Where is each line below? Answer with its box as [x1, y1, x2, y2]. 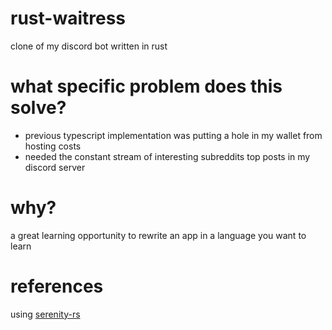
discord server [24, 161, 86, 173]
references [10, 275, 104, 297]
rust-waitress [10, 7, 126, 30]
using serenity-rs [10, 308, 81, 320]
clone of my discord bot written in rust [10, 40, 168, 52]
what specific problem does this [10, 75, 283, 98]
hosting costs [24, 140, 82, 152]
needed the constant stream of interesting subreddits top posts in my [24, 150, 311, 162]
